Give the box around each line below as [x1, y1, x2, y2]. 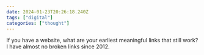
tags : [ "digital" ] [6, 15, 53, 21]
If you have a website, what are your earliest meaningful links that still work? [6, 37, 199, 44]
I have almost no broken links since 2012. [6, 43, 110, 50]
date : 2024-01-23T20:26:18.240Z [6, 8, 89, 15]
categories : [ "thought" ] [6, 20, 70, 26]
